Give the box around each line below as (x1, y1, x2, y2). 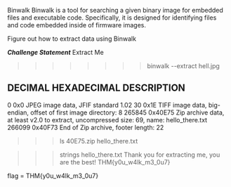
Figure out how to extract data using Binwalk (7, 34, 137, 43)
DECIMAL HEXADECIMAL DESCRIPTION (7, 82, 186, 94)
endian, (7, 108, 29, 117)
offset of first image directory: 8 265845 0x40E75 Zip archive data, (30, 108, 225, 117)
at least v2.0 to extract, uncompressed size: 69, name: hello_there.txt (7, 115, 208, 124)
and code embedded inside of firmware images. (7, 21, 146, 29)
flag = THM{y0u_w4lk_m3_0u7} (7, 172, 99, 180)
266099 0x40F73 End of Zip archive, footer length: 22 (7, 123, 164, 131)
